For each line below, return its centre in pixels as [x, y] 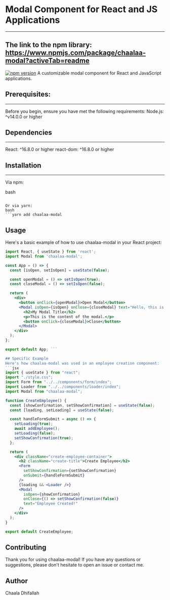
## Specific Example [27, 358]
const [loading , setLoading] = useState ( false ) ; [62, 410]
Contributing [26, 547]
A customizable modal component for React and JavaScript [99, 73]
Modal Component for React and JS [81, 9]
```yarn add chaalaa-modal [34, 215]
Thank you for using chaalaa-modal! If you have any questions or [73, 559]
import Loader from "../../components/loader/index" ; [63, 387]
